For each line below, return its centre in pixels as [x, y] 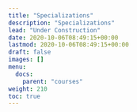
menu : [17, 67]
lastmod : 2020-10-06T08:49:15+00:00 [68, 45]
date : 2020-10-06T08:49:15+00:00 [63, 37]
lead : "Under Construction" [55, 30]
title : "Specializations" [51, 15]
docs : [25, 74]
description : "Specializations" [61, 23]
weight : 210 [28, 89]
